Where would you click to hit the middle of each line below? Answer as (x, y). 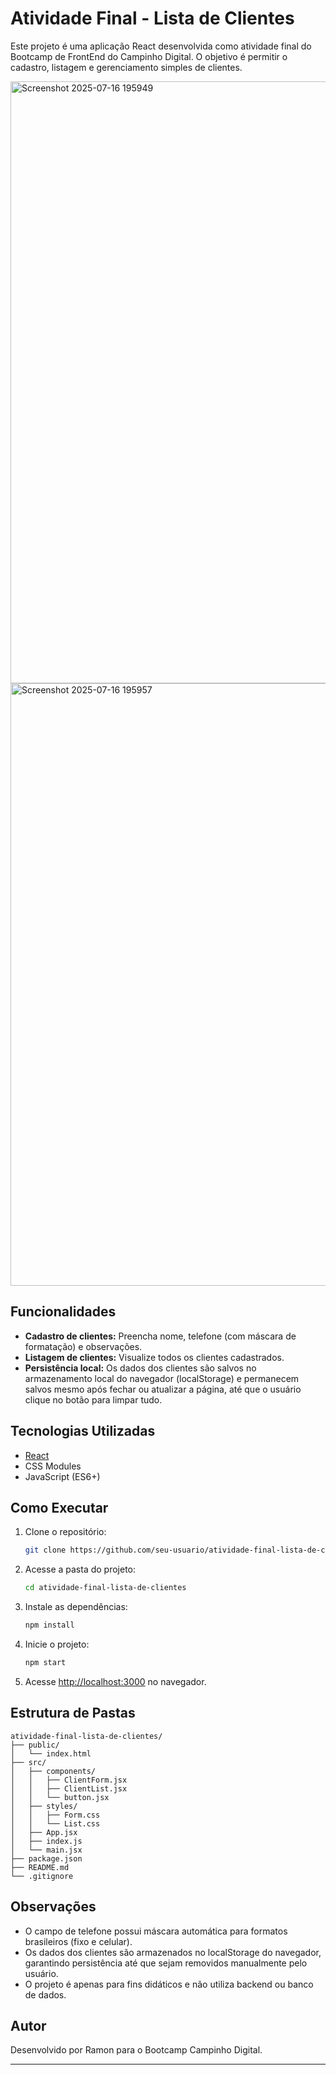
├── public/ (35, 1745)
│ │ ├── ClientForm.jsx (69, 1780)
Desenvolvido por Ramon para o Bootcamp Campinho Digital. (136, 2050)
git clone (45, 1550)
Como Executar (59, 1507)
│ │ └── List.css (55, 1823)
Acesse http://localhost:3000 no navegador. (115, 1681)
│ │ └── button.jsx (60, 1797)
